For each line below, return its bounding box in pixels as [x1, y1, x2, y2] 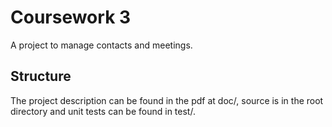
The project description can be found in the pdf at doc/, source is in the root [10, 94, 324, 106]
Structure [10, 68, 72, 85]
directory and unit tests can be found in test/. [10, 105, 196, 117]
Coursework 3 [10, 6, 132, 29]
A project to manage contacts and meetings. [10, 39, 193, 51]
